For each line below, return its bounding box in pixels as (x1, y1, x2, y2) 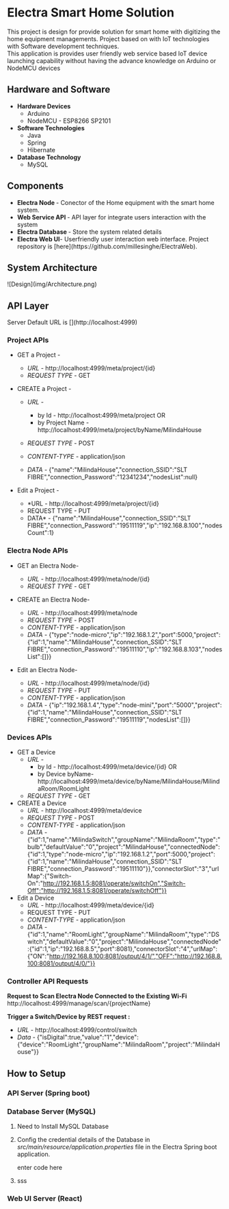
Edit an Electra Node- (16, 665, 78, 673)
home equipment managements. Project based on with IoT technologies (7, 34, 210, 43)
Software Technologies (16, 123, 85, 132)
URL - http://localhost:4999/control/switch (16, 1026, 137, 1034)
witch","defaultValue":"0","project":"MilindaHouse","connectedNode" (27, 937, 221, 946)
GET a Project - (16, 351, 61, 359)
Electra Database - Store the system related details (16, 228, 162, 236)
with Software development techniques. (7, 42, 120, 50)
